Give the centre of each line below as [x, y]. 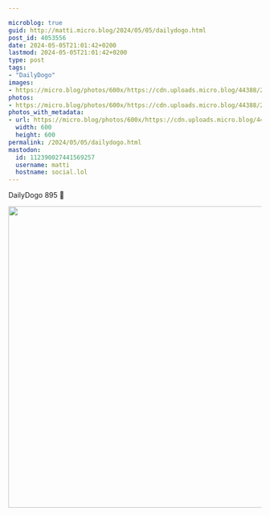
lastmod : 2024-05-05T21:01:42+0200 [68, 53]
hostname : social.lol [52, 172]
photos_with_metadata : [46, 113]
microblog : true [35, 23]
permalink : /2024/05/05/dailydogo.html [75, 142]
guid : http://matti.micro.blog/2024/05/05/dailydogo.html [107, 30]
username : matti [43, 165]
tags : [17, 68]
